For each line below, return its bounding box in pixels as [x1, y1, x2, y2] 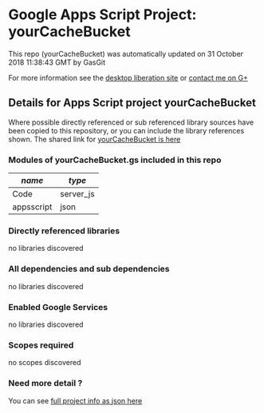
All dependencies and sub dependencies [8, 264, 170, 275]
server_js [59, 189, 95, 200]
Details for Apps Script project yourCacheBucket [8, 96, 257, 109]
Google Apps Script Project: [8, 6, 197, 24]
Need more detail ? [8, 378, 83, 389]
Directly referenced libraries [8, 225, 120, 236]
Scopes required [8, 340, 74, 351]
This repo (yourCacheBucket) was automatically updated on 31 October [8, 49, 244, 58]
